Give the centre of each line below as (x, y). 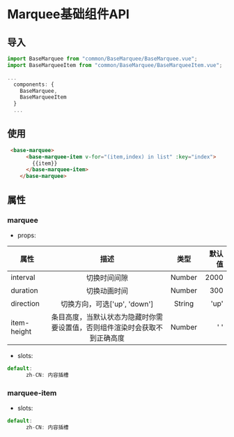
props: (26, 235)
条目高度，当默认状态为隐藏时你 (104, 317)
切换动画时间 (107, 290)
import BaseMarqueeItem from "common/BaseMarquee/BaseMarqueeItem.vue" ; (115, 65)
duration (24, 290)
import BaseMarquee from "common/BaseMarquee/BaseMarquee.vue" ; (102, 59)
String (184, 303)
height (21, 331)
